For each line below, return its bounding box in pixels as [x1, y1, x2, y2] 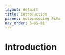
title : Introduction [5, 12, 48, 17]
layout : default [5, 7, 38, 12]
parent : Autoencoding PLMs [5, 16, 61, 21]
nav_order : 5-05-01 [5, 20, 45, 26]
